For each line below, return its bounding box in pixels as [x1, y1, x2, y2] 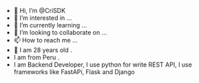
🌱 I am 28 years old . [13, 46, 72, 54]
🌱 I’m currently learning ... [13, 21, 87, 29]
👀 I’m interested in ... [13, 14, 72, 22]
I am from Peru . [13, 54, 60, 61]
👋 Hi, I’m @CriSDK [13, 7, 66, 14]
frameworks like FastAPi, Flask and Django [13, 68, 136, 75]
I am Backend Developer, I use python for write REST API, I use [13, 60, 193, 69]
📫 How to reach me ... [13, 36, 78, 44]
